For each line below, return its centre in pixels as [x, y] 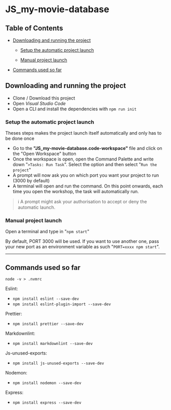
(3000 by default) [31, 181]
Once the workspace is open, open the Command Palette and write [83, 159]
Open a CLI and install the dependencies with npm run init [75, 109]
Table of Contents [34, 28]
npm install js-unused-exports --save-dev [58, 364]
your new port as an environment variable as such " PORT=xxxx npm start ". [83, 247]
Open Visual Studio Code [39, 103]
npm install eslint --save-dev [46, 299]
